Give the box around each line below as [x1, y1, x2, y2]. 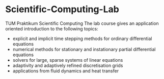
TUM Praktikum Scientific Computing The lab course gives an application [5, 20, 159, 26]
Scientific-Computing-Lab [5, 4, 120, 15]
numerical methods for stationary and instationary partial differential [12, 46, 156, 52]
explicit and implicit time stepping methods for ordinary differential [12, 35, 152, 42]
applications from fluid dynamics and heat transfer [12, 67, 119, 74]
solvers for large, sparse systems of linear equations [12, 57, 123, 63]
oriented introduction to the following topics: [5, 25, 98, 31]
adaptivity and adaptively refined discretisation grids [12, 62, 123, 68]
